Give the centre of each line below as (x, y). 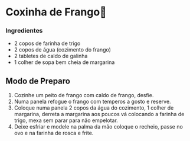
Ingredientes (24, 31)
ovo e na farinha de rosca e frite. (54, 133)
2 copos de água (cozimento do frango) (63, 50)
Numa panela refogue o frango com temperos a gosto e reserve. (93, 102)
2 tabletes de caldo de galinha (51, 56)
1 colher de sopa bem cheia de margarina (64, 62)
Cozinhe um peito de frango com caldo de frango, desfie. (84, 95)
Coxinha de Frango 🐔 (56, 12)
